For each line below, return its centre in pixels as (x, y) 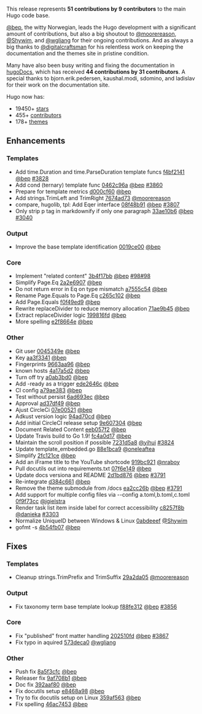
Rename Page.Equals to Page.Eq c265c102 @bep (78, 296)
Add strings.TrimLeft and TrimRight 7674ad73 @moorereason (93, 198)
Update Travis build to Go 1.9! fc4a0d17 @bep (73, 436)
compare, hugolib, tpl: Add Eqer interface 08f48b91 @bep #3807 (97, 204)
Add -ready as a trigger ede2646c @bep (67, 384)
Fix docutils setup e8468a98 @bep (60, 691)
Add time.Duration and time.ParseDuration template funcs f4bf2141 (100, 172)
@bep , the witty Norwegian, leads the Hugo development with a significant (101, 27)
